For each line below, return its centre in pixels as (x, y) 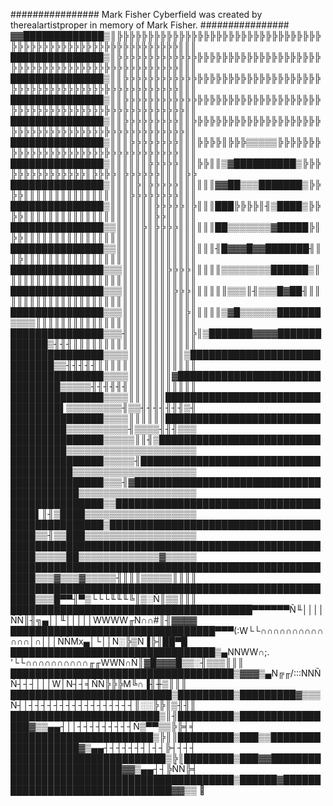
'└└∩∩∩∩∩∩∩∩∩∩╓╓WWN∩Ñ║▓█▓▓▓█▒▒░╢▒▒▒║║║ (127, 662)
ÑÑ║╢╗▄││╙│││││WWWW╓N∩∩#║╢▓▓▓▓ (104, 620)
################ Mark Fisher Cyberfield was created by (136, 14)
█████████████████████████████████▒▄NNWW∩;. (140, 652)
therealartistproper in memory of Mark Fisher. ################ (150, 25)
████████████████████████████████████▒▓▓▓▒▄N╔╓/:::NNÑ (166, 673)
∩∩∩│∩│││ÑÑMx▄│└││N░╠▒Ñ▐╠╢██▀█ (99, 641)
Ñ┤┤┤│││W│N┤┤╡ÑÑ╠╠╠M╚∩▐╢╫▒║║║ (99, 683)
